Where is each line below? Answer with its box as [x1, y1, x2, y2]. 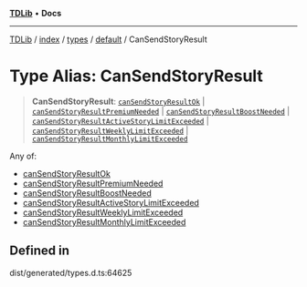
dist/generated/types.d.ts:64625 [9, 267, 132, 278]
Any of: [9, 150, 37, 161]
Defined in [9, 243, 70, 259]
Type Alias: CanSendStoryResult [9, 66, 263, 87]
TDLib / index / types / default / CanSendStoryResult [9, 34, 207, 45]
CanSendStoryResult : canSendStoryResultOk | [31, 96, 206, 107]
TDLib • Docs [9, 8, 62, 18]
